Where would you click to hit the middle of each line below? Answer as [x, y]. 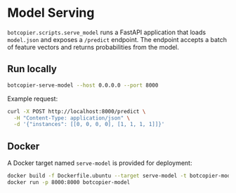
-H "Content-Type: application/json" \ [72, 118]
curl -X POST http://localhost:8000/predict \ [77, 111]
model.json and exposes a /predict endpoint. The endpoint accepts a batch [117, 39]
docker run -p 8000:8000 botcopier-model [69, 182]
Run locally [32, 69]
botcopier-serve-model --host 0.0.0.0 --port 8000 [83, 85]
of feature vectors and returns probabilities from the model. [93, 47]
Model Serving [51, 13]
